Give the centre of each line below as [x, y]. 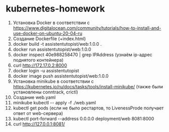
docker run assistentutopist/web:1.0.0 [52, 49]
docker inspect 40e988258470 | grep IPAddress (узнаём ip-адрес [83, 54]
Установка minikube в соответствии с [53, 81]
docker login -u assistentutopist [46, 70]
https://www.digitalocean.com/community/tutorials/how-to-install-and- [87, 28]
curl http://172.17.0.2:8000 [40, 65]
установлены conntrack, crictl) [46, 92]
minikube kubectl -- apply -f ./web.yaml [54, 102]
